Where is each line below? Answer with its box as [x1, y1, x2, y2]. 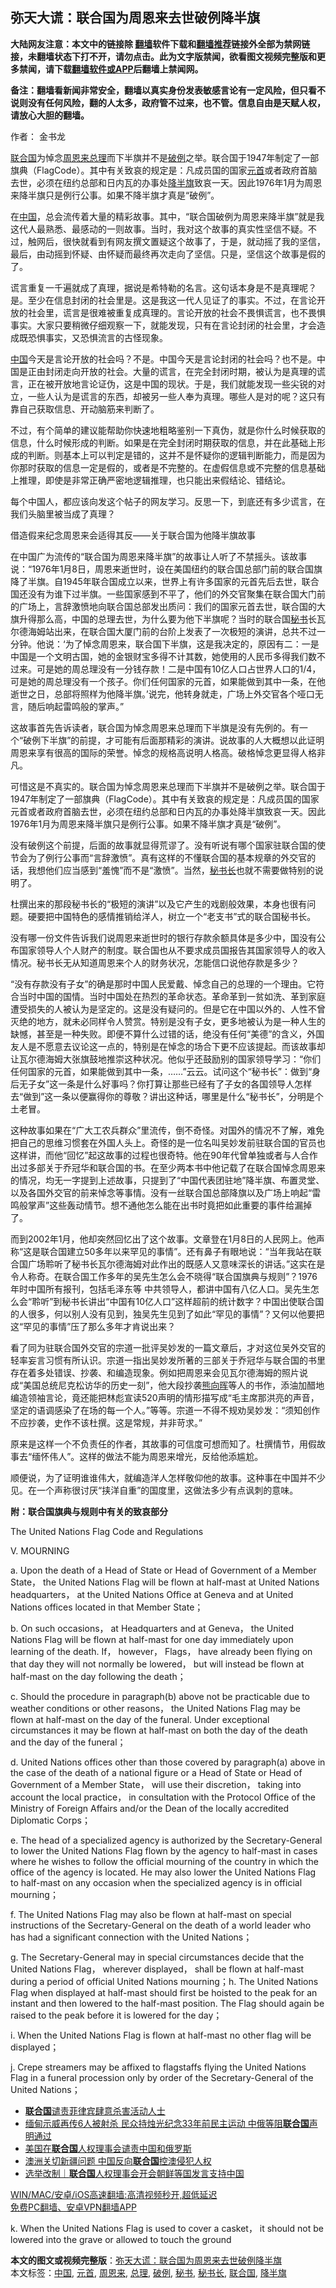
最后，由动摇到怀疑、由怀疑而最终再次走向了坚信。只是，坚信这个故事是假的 [10, 248, 326, 260]
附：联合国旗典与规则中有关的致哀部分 [10, 1505, 168, 1517]
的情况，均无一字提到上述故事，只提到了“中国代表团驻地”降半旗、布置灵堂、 [10, 1174, 325, 1186]
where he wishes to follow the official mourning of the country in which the [10, 1855, 319, 1867]
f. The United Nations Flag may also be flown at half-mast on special [10, 1908, 292, 1920]
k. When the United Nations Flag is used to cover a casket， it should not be [10, 2222, 324, 2234]
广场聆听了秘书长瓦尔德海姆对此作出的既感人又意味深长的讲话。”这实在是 [27, 1258, 326, 1270]
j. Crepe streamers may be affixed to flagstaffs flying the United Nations [10, 2061, 307, 2073]
